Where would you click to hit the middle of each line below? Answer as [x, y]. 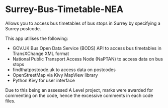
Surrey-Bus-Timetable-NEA [64, 9]
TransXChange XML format [41, 53]
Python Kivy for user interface [44, 80]
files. [10, 101]
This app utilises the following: [37, 38]
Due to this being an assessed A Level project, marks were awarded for [79, 90]
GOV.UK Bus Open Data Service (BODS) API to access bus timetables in [87, 48]
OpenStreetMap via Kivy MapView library [55, 75]
